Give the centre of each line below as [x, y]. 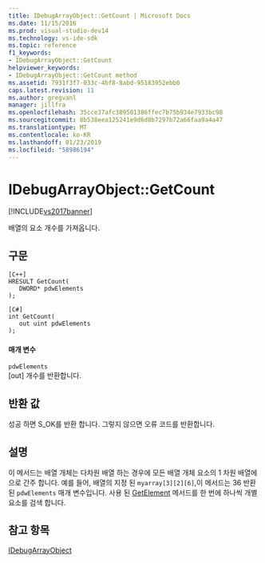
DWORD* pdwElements [51, 289]
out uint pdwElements [55, 324]
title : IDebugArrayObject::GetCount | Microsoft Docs [100, 16]
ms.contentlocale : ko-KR [49, 135]
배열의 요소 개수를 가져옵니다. [54, 228]
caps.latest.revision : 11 [51, 90]
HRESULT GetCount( [39, 282]
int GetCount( [32, 317]
